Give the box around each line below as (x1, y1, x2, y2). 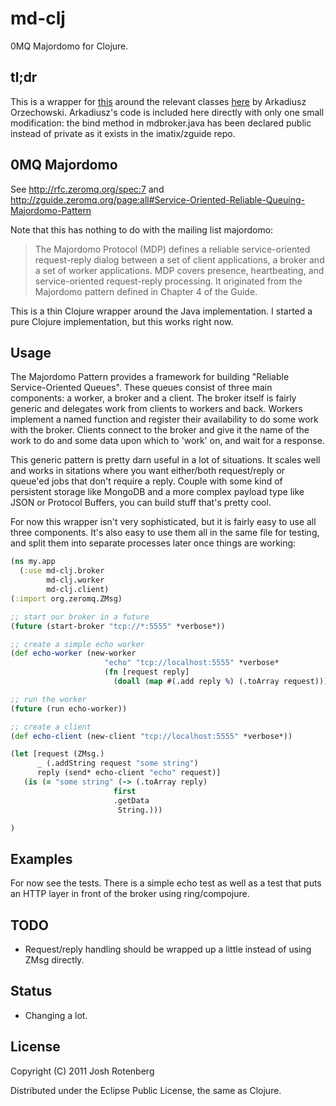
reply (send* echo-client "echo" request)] (36, 768, 222, 778)
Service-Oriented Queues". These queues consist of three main (10, 382, 273, 394)
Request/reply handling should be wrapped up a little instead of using (24, 943, 312, 955)
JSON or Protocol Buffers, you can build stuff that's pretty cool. (10, 497, 272, 509)
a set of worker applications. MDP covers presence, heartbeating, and (34, 264, 325, 276)
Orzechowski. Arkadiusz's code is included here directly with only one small (10, 106, 325, 118)
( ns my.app (10, 557, 56, 567)
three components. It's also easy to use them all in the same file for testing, (10, 527, 320, 539)
